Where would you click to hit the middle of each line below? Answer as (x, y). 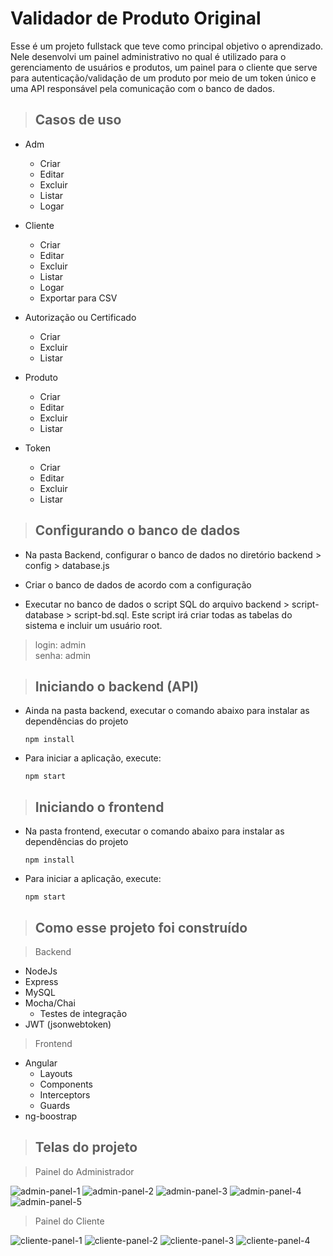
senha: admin (63, 655)
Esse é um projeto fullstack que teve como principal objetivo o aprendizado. (167, 46)
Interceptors (65, 1095)
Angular (41, 1063)
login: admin (60, 644)
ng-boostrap (51, 1116)
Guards (55, 1105)
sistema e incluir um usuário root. (93, 625)
